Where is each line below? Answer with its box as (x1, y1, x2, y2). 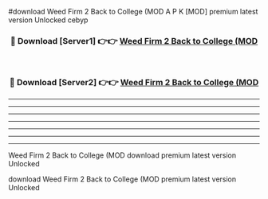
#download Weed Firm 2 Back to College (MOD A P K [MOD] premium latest (8, 7, 258, 16)
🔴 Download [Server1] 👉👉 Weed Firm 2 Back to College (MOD (10, 35, 258, 46)
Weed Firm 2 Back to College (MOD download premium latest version (8, 150, 237, 160)
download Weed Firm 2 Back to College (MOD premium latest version (8, 174, 237, 184)
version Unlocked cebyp (8, 15, 89, 25)
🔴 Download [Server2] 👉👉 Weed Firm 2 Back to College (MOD (9, 77, 259, 88)
